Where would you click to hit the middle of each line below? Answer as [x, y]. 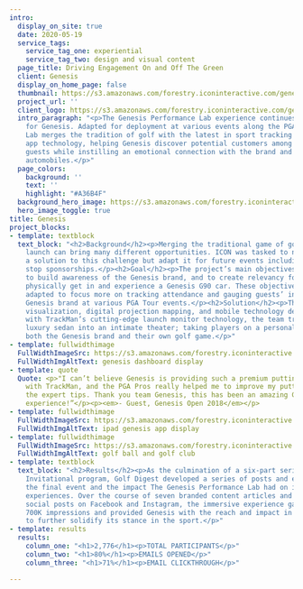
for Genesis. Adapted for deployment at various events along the [153, 127]
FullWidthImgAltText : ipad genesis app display [109, 428]
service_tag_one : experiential [84, 51]
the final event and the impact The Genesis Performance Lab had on [157, 487]
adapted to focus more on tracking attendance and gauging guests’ [155, 294]
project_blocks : [40, 227]
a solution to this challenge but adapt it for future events [145, 261]
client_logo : [42, 110]
